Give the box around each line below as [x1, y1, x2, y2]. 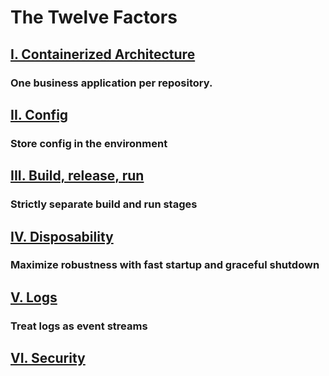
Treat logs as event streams [10, 319, 148, 333]
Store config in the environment [10, 136, 168, 150]
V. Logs [10, 289, 58, 306]
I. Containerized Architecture [10, 46, 196, 63]
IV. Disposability [10, 228, 114, 245]
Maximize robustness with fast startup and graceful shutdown [10, 258, 320, 272]
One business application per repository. [10, 76, 213, 90]
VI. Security [10, 350, 86, 367]
